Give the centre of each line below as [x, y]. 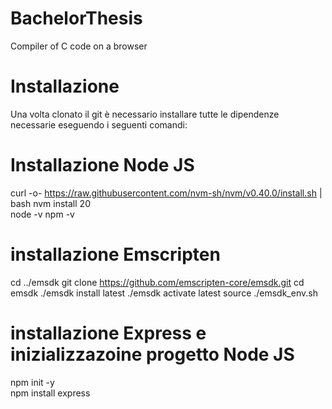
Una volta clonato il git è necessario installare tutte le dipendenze [145, 114]
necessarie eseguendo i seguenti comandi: [99, 124]
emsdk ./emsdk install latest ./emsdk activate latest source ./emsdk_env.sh [164, 293]
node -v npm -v [42, 214]
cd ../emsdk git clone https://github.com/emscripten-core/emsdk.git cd [157, 282]
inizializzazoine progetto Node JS [152, 354]
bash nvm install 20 [50, 203]
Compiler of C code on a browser [79, 46]
